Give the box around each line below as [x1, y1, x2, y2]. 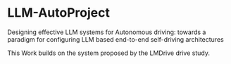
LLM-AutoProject [7, 5, 111, 21]
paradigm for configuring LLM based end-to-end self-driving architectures [7, 35, 224, 43]
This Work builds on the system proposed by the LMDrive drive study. [7, 49, 210, 57]
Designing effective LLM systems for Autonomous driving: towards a [7, 28, 206, 36]
